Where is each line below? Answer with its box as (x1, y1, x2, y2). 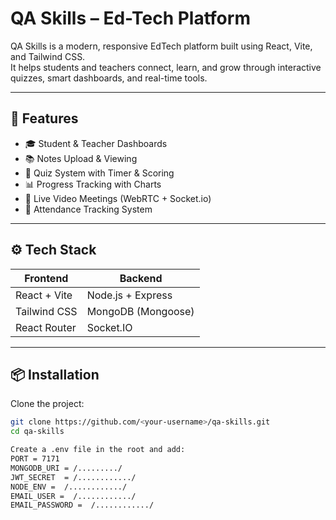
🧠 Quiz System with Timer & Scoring (24, 167, 175, 179)
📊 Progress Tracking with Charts (24, 178, 162, 190)
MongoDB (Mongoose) (86, 304, 195, 318)
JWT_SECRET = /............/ (10, 472, 137, 482)
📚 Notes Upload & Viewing (24, 152, 138, 164)
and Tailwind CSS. (10, 50, 86, 62)
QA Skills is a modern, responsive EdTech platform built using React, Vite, (10, 40, 313, 52)
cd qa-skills (10, 427, 65, 437)
